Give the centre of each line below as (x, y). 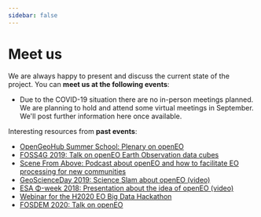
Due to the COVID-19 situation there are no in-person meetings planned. (136, 99)
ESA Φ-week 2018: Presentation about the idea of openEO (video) (127, 188)
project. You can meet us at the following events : (89, 84)
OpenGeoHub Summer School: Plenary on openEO (102, 146)
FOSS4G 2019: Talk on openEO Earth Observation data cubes (119, 154)
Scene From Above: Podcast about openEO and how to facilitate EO (129, 163)
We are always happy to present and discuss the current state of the (119, 76)
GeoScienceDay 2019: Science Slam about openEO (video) (115, 179)
